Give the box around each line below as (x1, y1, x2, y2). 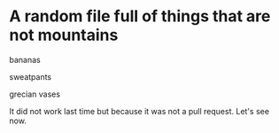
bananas (9, 54, 42, 65)
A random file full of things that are (9, 6, 271, 27)
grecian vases (9, 89, 60, 99)
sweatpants (9, 71, 52, 82)
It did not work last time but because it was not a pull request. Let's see (9, 106, 270, 116)
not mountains (9, 25, 119, 45)
